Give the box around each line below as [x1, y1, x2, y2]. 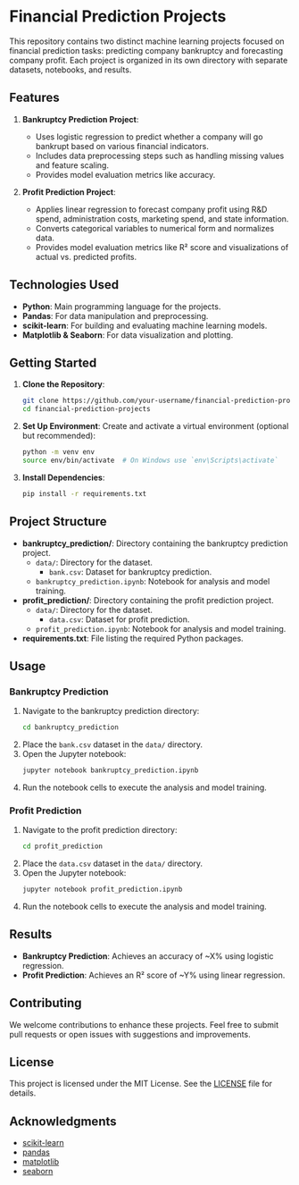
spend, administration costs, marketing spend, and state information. [35, 213, 289, 224]
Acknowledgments [9, 1114, 118, 1129]
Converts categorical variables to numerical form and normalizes [35, 223, 275, 233]
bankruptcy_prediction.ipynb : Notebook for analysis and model [35, 576, 270, 586]
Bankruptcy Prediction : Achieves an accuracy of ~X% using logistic [21, 950, 274, 962]
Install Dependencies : [21, 472, 105, 483]
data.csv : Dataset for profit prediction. [48, 614, 190, 625]
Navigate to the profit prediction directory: [21, 825, 178, 836]
